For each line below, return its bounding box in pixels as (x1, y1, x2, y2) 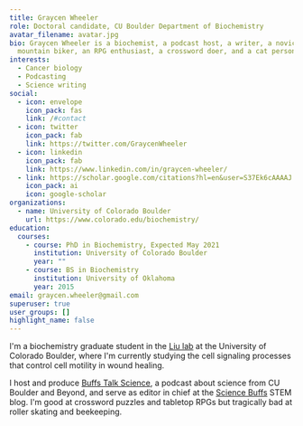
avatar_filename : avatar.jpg (9, 30, 119, 39)
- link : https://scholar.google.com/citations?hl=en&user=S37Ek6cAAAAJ (17, 173, 293, 182)
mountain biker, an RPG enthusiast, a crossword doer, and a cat (17, 47, 269, 56)
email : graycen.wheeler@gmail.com (9, 290, 140, 299)
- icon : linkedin (17, 147, 83, 156)
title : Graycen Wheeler (9, 13, 99, 23)
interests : (9, 55, 50, 64)
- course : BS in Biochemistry (25, 266, 140, 275)
